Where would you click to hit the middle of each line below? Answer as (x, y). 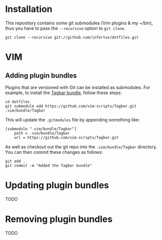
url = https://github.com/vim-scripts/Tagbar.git (67, 137)
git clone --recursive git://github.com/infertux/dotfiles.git (72, 37)
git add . (15, 161)
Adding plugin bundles (41, 75)
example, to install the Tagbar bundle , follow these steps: (64, 93)
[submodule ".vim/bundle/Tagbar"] (41, 129)
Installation (29, 9)
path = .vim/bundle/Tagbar (42, 133)
